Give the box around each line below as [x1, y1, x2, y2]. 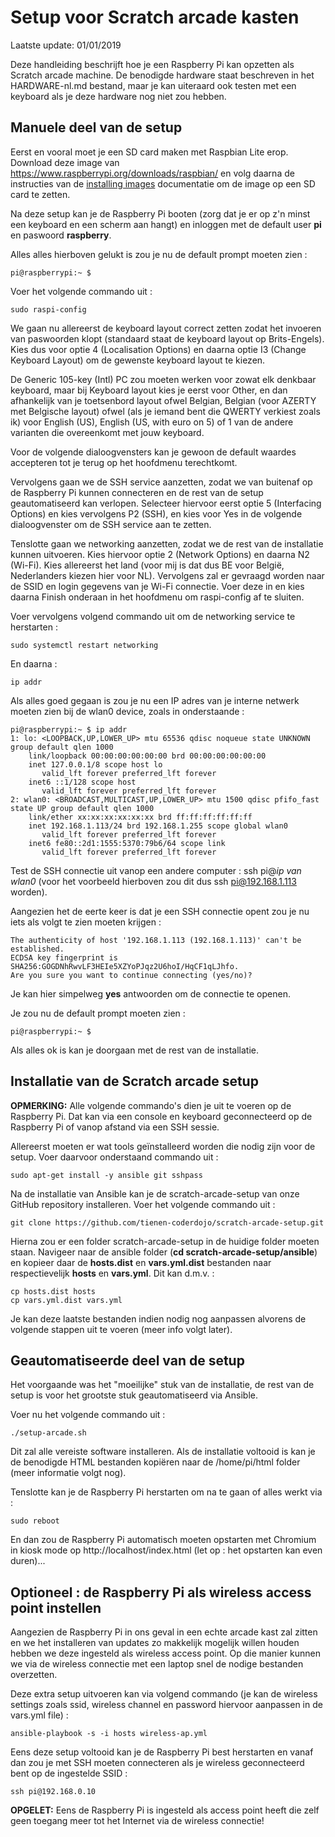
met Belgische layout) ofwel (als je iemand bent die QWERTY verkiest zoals [10, 405, 321, 417]
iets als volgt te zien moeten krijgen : [10, 916, 162, 928]
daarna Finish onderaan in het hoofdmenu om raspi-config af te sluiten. [10, 591, 305, 603]
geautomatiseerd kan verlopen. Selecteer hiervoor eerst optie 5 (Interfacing [10, 497, 322, 509]
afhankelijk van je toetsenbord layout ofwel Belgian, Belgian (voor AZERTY [10, 394, 317, 406]
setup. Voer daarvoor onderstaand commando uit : [10, 1151, 219, 1163]
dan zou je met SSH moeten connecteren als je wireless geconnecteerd [10, 1757, 305, 1769]
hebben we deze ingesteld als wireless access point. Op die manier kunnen [10, 1647, 321, 1660]
